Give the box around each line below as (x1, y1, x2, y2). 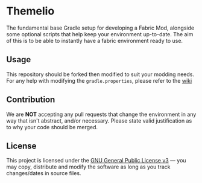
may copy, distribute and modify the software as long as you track (6, 163, 171, 170)
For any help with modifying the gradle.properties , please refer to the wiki (6, 77, 192, 84)
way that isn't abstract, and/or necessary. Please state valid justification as (6, 117, 192, 124)
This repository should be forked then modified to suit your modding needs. (6, 71, 195, 78)
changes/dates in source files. (6, 170, 81, 177)
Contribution (6, 95, 55, 105)
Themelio (6, 4, 55, 18)
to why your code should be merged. (6, 123, 98, 130)
